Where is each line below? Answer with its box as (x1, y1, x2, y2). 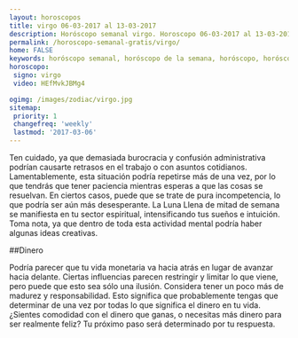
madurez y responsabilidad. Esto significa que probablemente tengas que (9, 290, 278, 301)
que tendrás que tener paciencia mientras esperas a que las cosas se (9, 181, 263, 191)
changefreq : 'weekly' (12, 120, 93, 129)
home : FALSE (9, 46, 53, 55)
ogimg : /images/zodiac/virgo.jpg (9, 95, 133, 104)
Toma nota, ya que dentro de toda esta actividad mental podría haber (9, 218, 263, 229)
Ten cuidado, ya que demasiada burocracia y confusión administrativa (9, 153, 266, 162)
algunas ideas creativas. (9, 228, 98, 238)
